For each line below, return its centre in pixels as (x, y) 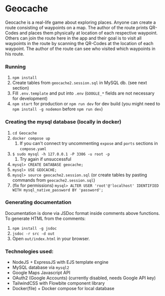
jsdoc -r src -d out (33, 234)
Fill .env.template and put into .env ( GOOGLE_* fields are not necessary (83, 93)
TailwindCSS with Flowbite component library (59, 283)
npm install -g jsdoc (34, 228)
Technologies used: (29, 251)
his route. (15, 54)
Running (16, 66)
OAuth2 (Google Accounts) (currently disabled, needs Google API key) (84, 278)
